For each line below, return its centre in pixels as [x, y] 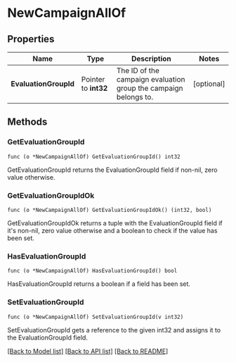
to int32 [94, 88]
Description [151, 59]
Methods [27, 122]
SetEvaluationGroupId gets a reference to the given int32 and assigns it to [114, 330]
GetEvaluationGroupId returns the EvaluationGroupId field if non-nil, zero [112, 170]
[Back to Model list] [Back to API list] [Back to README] [88, 351]
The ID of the [138, 70]
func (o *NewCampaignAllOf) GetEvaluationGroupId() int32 [94, 156]
